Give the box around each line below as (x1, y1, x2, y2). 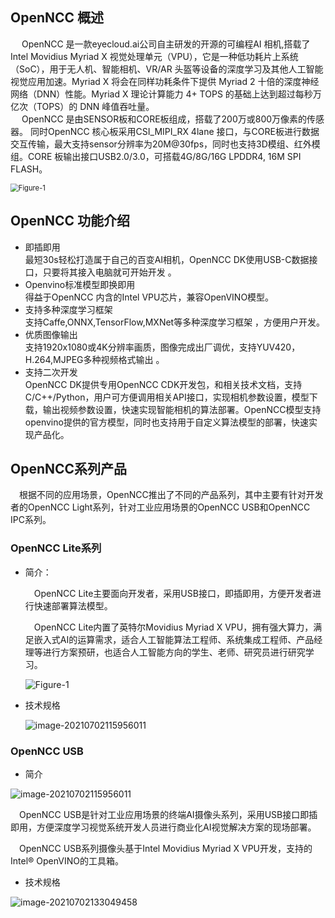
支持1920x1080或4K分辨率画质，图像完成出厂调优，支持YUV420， (24, 341, 301, 353)
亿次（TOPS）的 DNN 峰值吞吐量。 (10, 100, 155, 112)
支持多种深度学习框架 (24, 303, 113, 315)
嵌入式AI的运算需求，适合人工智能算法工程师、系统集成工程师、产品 (33, 633, 315, 645)
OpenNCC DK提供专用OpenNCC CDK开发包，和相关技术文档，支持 (24, 378, 303, 390)
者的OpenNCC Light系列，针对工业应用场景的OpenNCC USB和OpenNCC (10, 501, 311, 513)
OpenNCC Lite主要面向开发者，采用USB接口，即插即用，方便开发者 (33, 587, 313, 599)
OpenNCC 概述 (10, 9, 105, 27)
